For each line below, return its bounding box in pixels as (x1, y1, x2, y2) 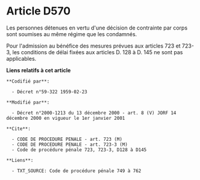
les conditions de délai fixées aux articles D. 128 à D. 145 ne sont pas (12, 48, 183, 55)
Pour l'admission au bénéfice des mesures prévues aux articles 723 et (6, 42, 181, 49)
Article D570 (6, 4, 71, 18)
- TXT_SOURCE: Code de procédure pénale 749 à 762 (11, 167, 142, 174)
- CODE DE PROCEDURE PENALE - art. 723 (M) (11, 136, 122, 142)
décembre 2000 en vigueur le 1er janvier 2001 (6, 115, 125, 121)
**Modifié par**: (6, 99, 50, 105)
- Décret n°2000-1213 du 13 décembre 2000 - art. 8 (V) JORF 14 (11, 110, 177, 116)
